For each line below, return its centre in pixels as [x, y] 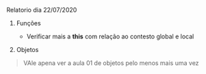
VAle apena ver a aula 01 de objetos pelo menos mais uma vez [111, 63]
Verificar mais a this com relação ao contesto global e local [110, 36]
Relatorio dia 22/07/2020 [42, 10]
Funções [29, 23]
